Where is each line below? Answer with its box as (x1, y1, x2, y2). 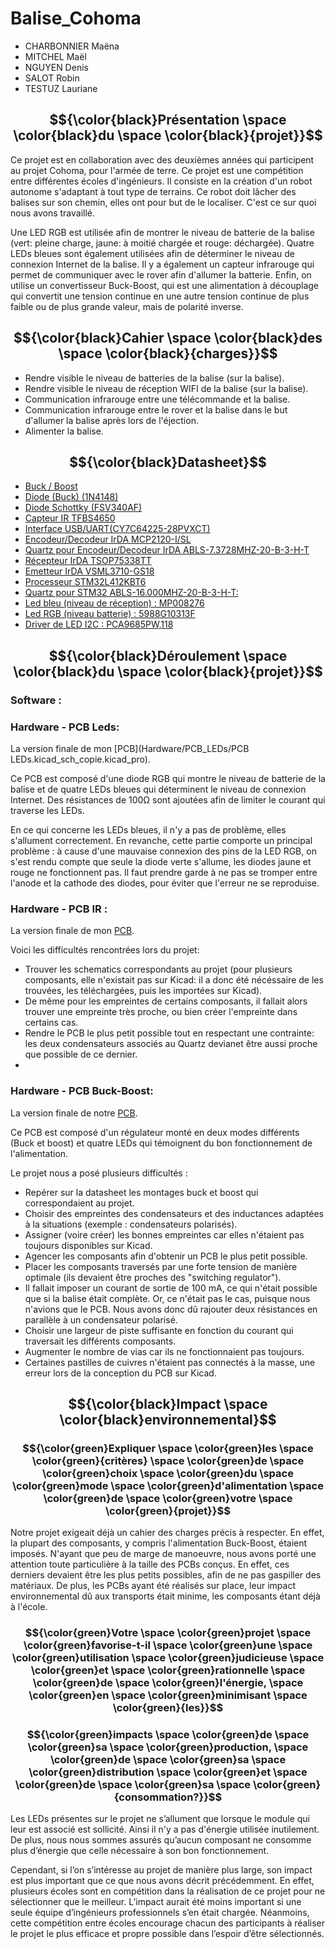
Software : (10, 693, 62, 707)
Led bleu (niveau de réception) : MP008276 (24, 597, 205, 609)
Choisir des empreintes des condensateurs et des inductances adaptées (24, 1207, 324, 1219)
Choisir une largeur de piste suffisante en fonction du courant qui (24, 1324, 294, 1336)
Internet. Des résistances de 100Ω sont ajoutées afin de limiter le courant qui (10, 793, 326, 806)
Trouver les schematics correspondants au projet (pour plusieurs (24, 963, 293, 976)
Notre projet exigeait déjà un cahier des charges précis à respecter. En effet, (10, 1527, 325, 1539)
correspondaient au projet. (24, 1197, 135, 1209)
